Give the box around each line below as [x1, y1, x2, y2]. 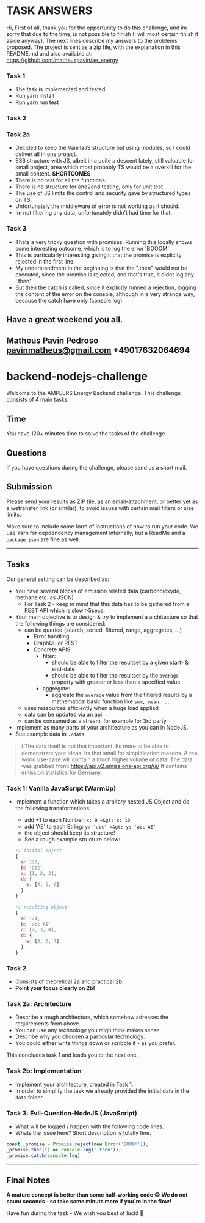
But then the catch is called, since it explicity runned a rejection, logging [15, 284, 196, 291]
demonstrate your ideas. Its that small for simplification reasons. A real [21, 749, 199, 756]
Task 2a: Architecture [6, 999, 72, 1008]
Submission [6, 481, 53, 492]
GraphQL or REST [33, 639, 78, 646]
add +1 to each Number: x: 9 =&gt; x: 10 [24, 816, 131, 824]
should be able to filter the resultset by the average [51, 671, 179, 679]
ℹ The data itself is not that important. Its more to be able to [21, 742, 169, 750]
